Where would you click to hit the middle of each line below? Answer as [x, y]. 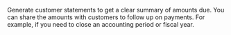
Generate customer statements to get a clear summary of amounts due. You [116, 10]
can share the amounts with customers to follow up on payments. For [106, 17]
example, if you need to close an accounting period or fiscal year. [101, 24]
